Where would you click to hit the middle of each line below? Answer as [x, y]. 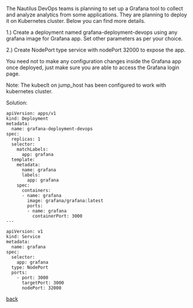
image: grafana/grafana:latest [65, 201]
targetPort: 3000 [43, 283]
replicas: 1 [26, 139]
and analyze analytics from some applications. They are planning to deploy [97, 15]
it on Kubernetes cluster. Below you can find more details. [76, 21]
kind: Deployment [27, 119]
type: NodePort [30, 268]
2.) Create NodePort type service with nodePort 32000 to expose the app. [96, 50]
